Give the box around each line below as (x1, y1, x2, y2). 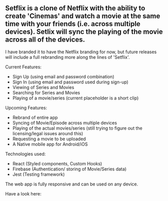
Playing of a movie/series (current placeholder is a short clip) (12, 95, 139, 101)
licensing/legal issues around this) (12, 130, 84, 136)
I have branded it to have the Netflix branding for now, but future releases (5, 49, 157, 55)
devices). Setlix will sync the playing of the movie (5, 28, 163, 36)
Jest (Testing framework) (12, 171, 65, 177)
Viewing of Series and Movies (12, 84, 74, 90)
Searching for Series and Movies (12, 89, 80, 95)
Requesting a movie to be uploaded (12, 136, 86, 142)
